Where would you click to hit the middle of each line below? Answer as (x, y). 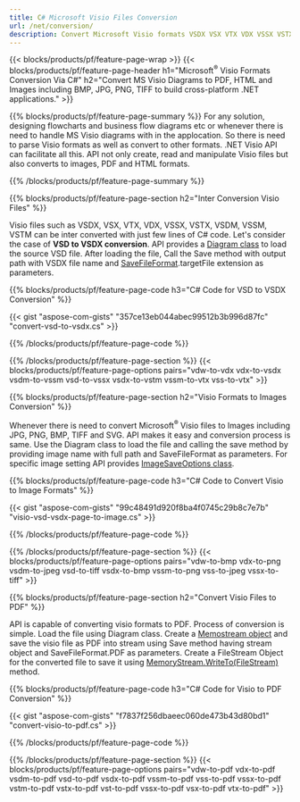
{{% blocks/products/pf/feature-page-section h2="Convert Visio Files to (143, 597)
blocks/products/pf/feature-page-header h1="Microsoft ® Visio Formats (140, 70)
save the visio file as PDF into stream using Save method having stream (141, 643)
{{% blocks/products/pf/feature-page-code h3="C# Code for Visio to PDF (146, 689)
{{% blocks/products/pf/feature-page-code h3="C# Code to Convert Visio (146, 480)
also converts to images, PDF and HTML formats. (100, 164)
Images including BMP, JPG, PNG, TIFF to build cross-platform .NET (134, 89)
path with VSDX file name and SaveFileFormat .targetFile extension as (137, 263)
